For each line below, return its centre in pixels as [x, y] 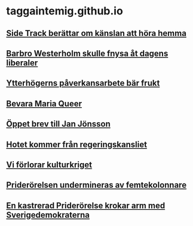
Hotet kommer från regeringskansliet [77, 144]
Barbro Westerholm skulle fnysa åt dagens [87, 53]
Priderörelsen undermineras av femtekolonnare [96, 185]
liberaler [22, 63]
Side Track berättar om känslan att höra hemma [96, 33]
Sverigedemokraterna [48, 215]
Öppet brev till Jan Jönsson [58, 124]
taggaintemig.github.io [65, 11]
